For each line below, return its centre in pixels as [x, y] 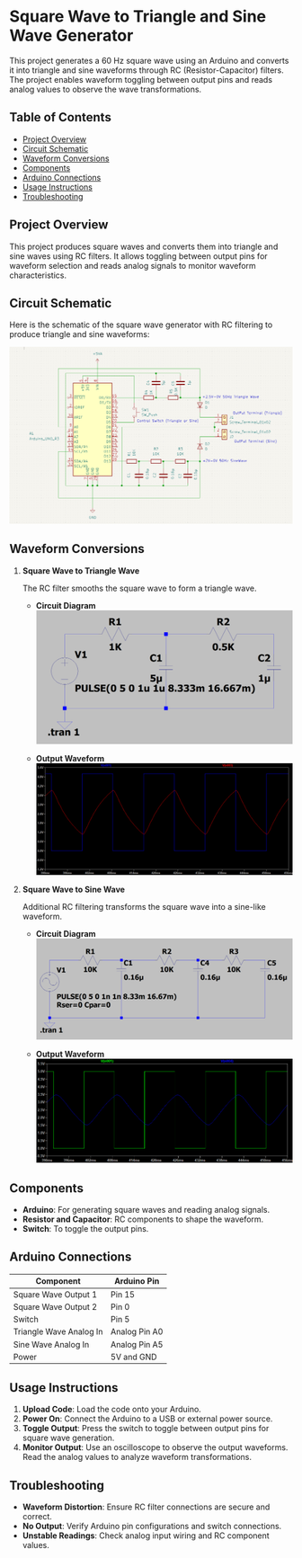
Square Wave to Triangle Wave [81, 570]
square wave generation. [68, 1438]
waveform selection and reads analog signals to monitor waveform [133, 265]
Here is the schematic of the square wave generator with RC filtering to [141, 325]
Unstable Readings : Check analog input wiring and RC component [146, 1536]
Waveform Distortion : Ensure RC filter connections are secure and [146, 1507]
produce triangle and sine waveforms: [80, 334]
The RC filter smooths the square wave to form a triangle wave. [139, 588]
